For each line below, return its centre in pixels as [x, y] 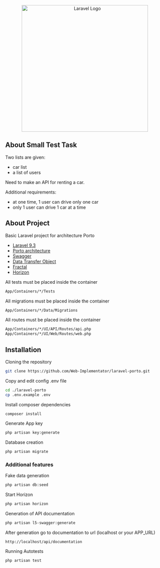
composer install [23, 414]
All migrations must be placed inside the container [57, 301]
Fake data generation [27, 476]
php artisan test [23, 561]
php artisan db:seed [27, 485]
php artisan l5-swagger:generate [40, 523]
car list [19, 167]
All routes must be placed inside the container [53, 320]
